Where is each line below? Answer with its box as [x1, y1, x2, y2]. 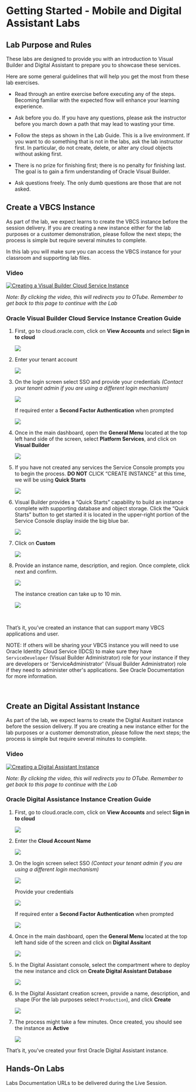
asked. [14, 186, 31, 193]
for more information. [6, 673, 57, 680]
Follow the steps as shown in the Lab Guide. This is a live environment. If [14, 132, 190, 139]
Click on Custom [14, 540, 56, 547]
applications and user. [6, 630, 60, 637]
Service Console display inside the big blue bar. [14, 517, 130, 524]
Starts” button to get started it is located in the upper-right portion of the [14, 511, 190, 518]
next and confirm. [14, 568, 58, 575]
